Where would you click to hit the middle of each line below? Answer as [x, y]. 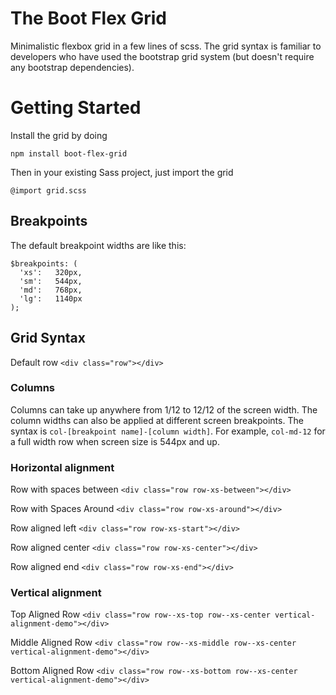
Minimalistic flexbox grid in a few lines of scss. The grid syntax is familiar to [166, 46]
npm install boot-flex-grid [69, 153]
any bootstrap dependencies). [72, 67]
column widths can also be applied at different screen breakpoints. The [157, 420]
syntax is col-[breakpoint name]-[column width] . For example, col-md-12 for [168, 431]
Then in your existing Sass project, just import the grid [122, 172]
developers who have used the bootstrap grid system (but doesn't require [162, 56]
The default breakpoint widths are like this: [98, 245]
